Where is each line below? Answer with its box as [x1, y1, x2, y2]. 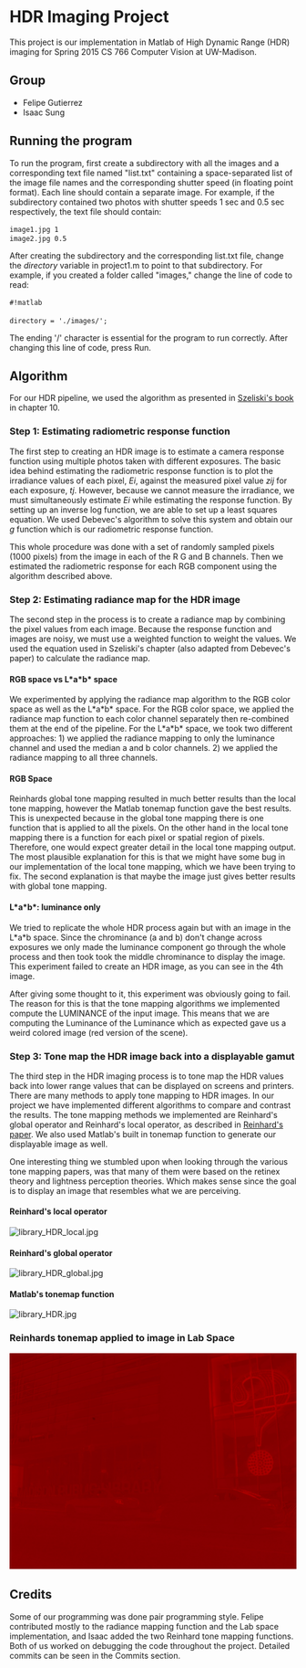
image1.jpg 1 [9, 225, 59, 234]
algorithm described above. [9, 570, 113, 581]
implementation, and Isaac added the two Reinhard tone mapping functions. [9, 1631, 294, 1642]
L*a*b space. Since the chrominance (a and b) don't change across [9, 932, 262, 943]
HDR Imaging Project [9, 6, 169, 27]
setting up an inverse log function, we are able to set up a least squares [9, 504, 278, 515]
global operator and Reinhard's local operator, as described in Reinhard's [9, 1119, 284, 1130]
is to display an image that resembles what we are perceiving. [9, 1185, 241, 1196]
